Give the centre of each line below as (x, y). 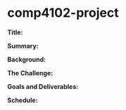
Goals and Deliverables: (43, 86)
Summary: (23, 46)
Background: (27, 59)
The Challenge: (30, 73)
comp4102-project (63, 13)
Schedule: (23, 100)
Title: (15, 32)
